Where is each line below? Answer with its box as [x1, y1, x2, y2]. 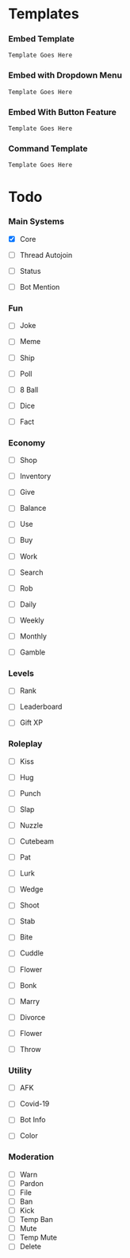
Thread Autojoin [19, 250, 73, 259]
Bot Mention [19, 283, 60, 292]
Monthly [19, 631, 48, 641]
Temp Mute [19, 1232, 58, 1242]
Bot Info [19, 1115, 46, 1125]
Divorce [19, 1012, 46, 1022]
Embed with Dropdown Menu [8, 69, 123, 81]
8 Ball [19, 385, 39, 394]
